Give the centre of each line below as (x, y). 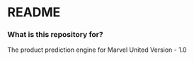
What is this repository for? (56, 35)
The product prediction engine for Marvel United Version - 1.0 (97, 50)
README (34, 12)
